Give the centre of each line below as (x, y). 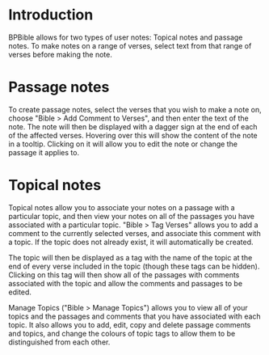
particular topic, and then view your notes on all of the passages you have (131, 216)
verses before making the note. (61, 54)
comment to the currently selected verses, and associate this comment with (134, 233)
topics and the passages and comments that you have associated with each (134, 316)
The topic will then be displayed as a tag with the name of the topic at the (130, 257)
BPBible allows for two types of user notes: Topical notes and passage (126, 37)
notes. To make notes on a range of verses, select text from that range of (130, 45)
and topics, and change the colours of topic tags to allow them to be (122, 333)
